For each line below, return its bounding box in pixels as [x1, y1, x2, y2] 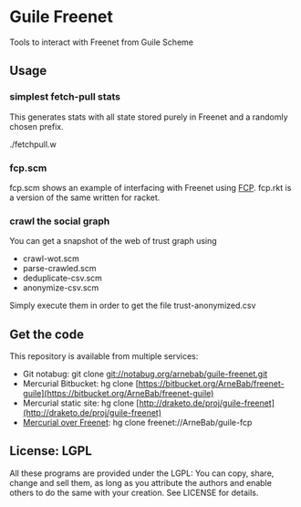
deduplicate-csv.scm [22, 272, 103, 284]
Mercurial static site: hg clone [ [22, 397, 140, 408]
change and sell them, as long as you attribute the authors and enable [9, 477, 272, 488]
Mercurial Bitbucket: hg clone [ [22, 378, 140, 389]
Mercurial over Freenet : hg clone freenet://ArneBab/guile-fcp [22, 417, 253, 428]
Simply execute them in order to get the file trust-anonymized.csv [9, 300, 256, 312]
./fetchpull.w [9, 139, 57, 150]
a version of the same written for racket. [9, 192, 161, 203]
